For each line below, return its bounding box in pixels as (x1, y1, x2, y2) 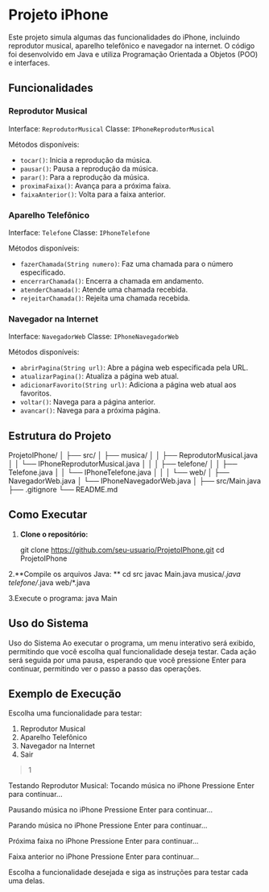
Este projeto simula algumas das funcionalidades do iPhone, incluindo (8, 32, 240, 42)
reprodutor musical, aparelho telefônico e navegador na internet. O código (8, 40, 255, 50)
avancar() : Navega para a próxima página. (19, 405, 161, 416)
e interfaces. (8, 58, 51, 68)
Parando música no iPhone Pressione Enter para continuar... (8, 820, 208, 831)
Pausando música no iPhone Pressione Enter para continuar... (8, 805, 213, 815)
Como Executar (8, 508, 88, 521)
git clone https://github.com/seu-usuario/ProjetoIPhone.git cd (19, 545, 225, 554)
